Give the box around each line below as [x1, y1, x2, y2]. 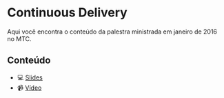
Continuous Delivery [7, 5, 128, 21]
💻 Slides [17, 73, 43, 82]
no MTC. [7, 34, 32, 42]
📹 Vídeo [17, 84, 42, 92]
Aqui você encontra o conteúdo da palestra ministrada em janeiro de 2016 [7, 27, 218, 36]
